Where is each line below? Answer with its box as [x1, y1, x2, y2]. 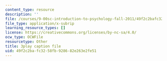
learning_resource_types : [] [5, 26, 66, 30]
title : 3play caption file [5, 44, 61, 49]
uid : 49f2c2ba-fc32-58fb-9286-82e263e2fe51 [5, 48, 97, 53]
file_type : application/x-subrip [5, 21, 75, 26]
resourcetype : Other [5, 39, 48, 44]
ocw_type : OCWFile [5, 35, 43, 40]
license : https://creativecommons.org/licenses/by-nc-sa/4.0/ [5, 30, 137, 35]
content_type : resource [5, 7, 55, 12]
